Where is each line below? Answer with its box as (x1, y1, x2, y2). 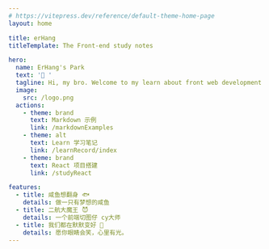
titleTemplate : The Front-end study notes (8, 41, 153, 49)
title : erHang (8, 34, 57, 42)
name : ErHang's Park (15, 64, 85, 72)
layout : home (8, 19, 53, 27)
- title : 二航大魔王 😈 (15, 206, 89, 214)
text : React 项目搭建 (29, 161, 99, 170)
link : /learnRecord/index (29, 146, 117, 154)
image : (15, 86, 38, 94)
